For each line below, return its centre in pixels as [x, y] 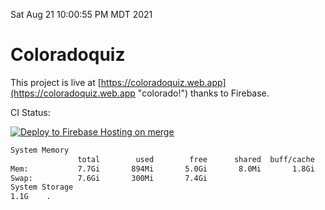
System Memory [40, 150]
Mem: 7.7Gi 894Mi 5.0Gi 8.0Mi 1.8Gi [162, 169]
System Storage [42, 187]
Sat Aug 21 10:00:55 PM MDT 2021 [81, 14]
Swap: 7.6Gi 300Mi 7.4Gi [109, 178]
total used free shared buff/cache [196, 159]
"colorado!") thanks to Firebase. [203, 93]
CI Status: [30, 112]
